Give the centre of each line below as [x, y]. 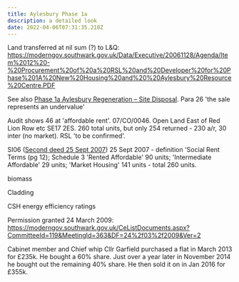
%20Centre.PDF [31, 86]
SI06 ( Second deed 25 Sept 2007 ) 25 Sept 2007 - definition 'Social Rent [113, 150]
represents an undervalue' [46, 107]
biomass [20, 178]
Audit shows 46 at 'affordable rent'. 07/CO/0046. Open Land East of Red [114, 121]
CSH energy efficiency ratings [52, 206]
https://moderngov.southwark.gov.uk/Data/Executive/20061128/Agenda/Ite [118, 55]
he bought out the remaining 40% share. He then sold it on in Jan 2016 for [117, 264]
